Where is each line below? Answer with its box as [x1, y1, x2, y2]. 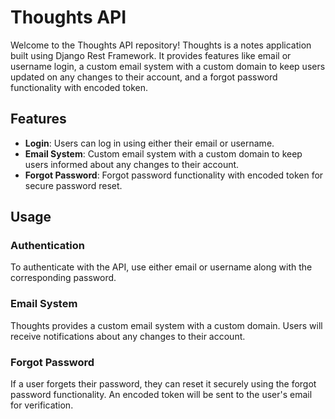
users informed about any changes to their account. [24, 158, 240, 170]
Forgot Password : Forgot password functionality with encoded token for [24, 169, 324, 181]
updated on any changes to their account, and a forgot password [10, 71, 278, 83]
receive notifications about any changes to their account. [10, 330, 246, 342]
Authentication [10, 239, 85, 253]
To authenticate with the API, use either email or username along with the [10, 261, 313, 273]
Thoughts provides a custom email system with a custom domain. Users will [10, 319, 323, 331]
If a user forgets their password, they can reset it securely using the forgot [10, 378, 317, 390]
